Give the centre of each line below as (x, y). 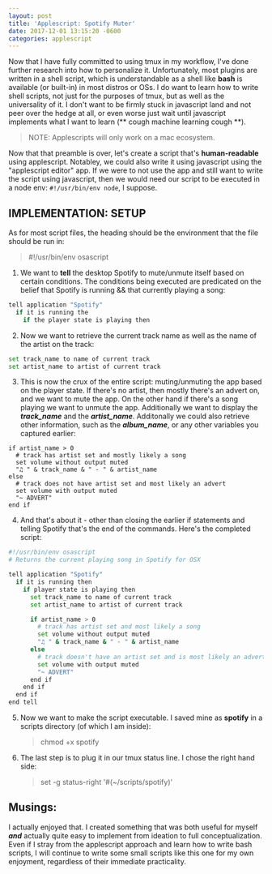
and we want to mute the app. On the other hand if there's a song (129, 399)
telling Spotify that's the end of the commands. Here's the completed (135, 529)
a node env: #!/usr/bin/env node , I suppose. (83, 188)
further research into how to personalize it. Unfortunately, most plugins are (133, 71)
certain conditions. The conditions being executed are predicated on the (140, 281)
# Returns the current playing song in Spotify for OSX (104, 560)
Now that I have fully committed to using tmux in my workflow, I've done (129, 62)
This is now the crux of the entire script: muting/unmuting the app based (141, 382)
